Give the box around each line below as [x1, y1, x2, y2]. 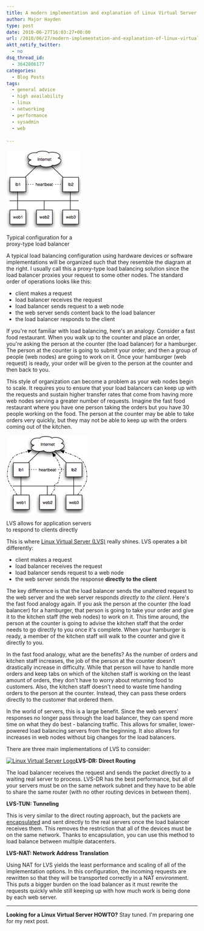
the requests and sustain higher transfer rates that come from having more [6, 391, 193, 398]
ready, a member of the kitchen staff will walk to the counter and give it [6, 632, 185, 640]
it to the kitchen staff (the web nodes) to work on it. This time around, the [6, 613, 189, 620]
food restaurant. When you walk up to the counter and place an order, [6, 334, 181, 341]
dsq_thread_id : [6, 55, 45, 61]
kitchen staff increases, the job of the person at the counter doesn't [6, 657, 175, 665]
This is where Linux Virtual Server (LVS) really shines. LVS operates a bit [6, 538, 187, 545]
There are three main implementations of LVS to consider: [6, 746, 151, 753]
